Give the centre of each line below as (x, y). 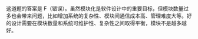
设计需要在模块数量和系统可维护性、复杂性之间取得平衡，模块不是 (91, 23)
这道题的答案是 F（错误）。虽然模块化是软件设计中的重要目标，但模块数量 (95, 8)
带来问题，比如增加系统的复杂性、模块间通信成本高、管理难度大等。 (104, 16)
